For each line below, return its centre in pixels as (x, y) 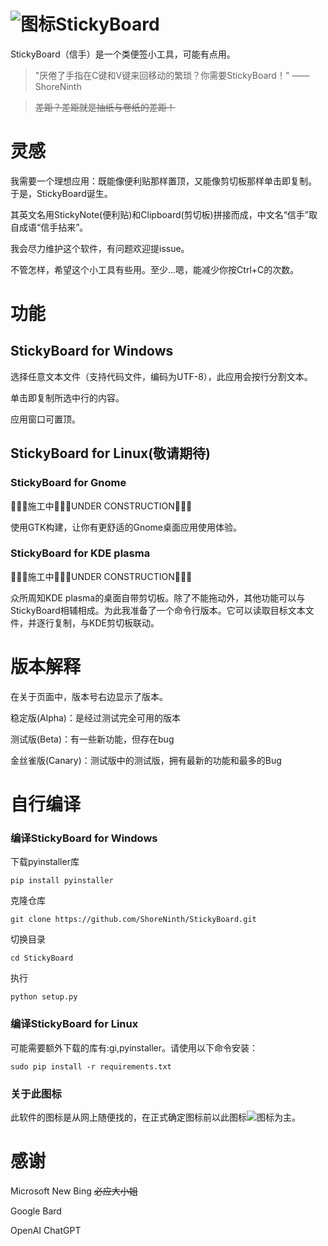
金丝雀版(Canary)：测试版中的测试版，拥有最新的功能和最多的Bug (146, 760)
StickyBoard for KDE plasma (80, 553)
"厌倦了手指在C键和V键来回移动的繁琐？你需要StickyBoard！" (162, 75)
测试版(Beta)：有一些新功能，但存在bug (92, 739)
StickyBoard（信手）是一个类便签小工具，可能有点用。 (123, 54)
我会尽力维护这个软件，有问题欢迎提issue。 (100, 248)
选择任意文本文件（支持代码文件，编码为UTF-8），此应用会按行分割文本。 (161, 376)
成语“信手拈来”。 (53, 227)
